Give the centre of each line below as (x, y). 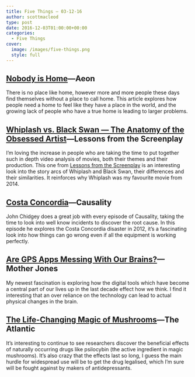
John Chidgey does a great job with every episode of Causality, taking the (95, 216)
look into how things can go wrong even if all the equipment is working (91, 235)
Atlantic (21, 329)
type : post (19, 22)
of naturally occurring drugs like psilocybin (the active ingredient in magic (95, 349)
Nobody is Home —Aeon (51, 79)
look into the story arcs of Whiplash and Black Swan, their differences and (95, 172)
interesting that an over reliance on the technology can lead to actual (89, 295)
